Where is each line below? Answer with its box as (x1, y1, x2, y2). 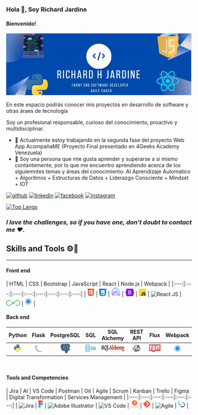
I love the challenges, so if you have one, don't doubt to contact (6, 218, 192, 226)
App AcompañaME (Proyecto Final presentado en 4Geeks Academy (14, 143, 180, 150)
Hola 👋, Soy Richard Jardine (6, 5, 87, 14)
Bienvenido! (6, 20, 37, 27)
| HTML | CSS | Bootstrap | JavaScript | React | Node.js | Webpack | (6, 280, 170, 287)
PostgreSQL (50, 331, 81, 339)
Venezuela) (14, 149, 42, 156)
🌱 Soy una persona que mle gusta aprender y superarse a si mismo (14, 155, 178, 163)
